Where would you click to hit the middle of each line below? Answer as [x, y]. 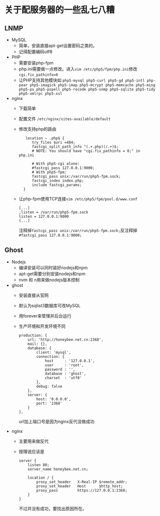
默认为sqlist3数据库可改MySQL [50, 305]
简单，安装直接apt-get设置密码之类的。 [58, 46]
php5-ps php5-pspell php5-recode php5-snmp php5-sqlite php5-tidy [87, 89]
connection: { [50, 357]
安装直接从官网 [34, 295]
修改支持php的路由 [37, 129]
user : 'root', [64, 365]
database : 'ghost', [65, 374]
